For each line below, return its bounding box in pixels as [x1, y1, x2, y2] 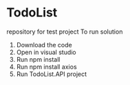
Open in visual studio [16, 48, 76, 56]
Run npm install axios [16, 62, 77, 71]
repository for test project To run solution [6, 27, 123, 36]
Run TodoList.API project [16, 70, 87, 78]
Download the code [16, 40, 73, 49]
